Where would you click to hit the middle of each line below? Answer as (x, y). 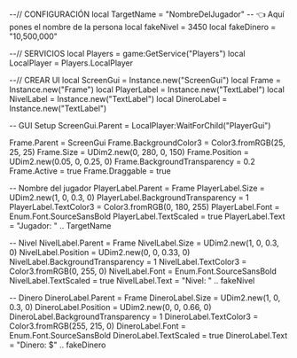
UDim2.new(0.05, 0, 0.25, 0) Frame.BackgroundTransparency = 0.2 (132, 161)
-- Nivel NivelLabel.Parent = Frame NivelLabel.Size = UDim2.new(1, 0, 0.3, (144, 243)
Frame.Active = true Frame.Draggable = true (90, 171)
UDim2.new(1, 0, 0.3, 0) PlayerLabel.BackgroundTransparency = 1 (129, 198)
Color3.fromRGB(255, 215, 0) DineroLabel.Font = (98, 326)
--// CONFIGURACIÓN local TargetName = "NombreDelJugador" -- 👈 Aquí (147, 14)
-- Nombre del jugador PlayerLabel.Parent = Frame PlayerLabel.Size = (137, 188)
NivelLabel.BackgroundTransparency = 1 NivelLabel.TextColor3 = (128, 262)
